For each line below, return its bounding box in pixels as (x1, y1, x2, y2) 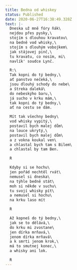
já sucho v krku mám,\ (9, 96, 57, 101)
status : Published (5, 12, 43, 17)
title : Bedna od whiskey (5, 7, 57, 13)
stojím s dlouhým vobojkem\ (9, 45, 68, 50)
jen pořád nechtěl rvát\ (9, 170, 61, 175)
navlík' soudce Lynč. (9, 59, 55, 64)
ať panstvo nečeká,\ (9, 77, 52, 82)
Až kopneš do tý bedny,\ (9, 216, 61, 221)
